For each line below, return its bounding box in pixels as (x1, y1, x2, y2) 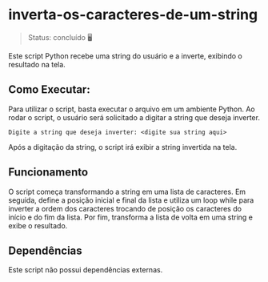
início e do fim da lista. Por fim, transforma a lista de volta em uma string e (8, 212, 254, 222)
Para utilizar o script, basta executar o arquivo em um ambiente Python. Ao (8, 104, 255, 114)
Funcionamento (8, 166, 89, 179)
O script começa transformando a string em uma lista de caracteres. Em (8, 187, 246, 196)
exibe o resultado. (8, 220, 68, 230)
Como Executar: (8, 83, 90, 97)
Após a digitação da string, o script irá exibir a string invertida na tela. (8, 142, 238, 151)
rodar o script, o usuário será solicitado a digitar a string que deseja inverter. (8, 112, 260, 122)
